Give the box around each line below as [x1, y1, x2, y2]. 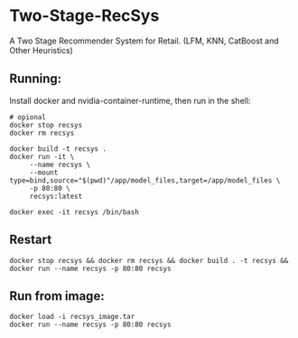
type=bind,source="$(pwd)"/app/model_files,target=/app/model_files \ [9, 175, 281, 185]
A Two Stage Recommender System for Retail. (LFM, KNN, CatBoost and [9, 35, 279, 46]
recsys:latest [29, 192, 83, 201]
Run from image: [9, 288, 106, 304]
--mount [29, 168, 59, 177]
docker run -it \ [9, 152, 75, 161]
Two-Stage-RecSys [9, 5, 160, 26]
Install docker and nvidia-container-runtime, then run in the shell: [9, 95, 251, 106]
